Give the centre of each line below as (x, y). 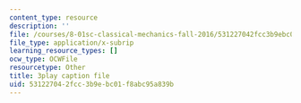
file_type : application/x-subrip (72, 43)
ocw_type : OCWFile (43, 59)
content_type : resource (54, 17)
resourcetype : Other (48, 68)
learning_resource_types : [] (64, 51)
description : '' (39, 26)
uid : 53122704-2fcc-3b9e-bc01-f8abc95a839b (92, 84)
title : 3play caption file (60, 76)
